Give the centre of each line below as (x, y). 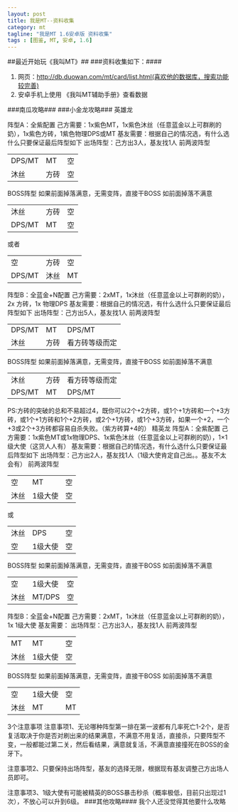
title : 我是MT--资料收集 (41, 21)
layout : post (27, 14)
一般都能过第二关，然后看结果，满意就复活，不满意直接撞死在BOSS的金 (124, 744)
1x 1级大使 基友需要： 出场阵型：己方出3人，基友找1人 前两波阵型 (102, 625)
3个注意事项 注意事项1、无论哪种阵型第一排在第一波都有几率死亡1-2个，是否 (119, 727)
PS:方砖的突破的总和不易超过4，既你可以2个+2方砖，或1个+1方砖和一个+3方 (119, 411)
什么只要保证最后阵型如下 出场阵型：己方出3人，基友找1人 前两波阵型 (109, 142)
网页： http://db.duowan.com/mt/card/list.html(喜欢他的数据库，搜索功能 (123, 77)
